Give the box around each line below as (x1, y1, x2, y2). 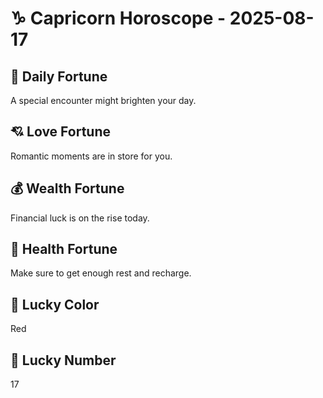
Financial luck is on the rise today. (10, 212, 150, 224)
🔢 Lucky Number (10, 352, 117, 369)
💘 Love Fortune (10, 123, 111, 141)
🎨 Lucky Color (10, 296, 100, 313)
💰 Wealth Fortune (10, 180, 125, 197)
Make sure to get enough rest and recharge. (10, 267, 192, 279)
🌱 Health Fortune (10, 241, 118, 258)
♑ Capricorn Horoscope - (10, 7, 227, 30)
